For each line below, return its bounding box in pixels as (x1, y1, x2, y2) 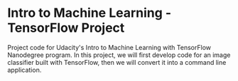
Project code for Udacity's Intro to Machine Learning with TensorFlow (7, 43, 212, 51)
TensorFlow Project (7, 20, 125, 36)
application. (7, 66, 42, 74)
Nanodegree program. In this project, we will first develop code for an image (7, 51, 231, 59)
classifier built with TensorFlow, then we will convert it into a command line (7, 58, 227, 66)
